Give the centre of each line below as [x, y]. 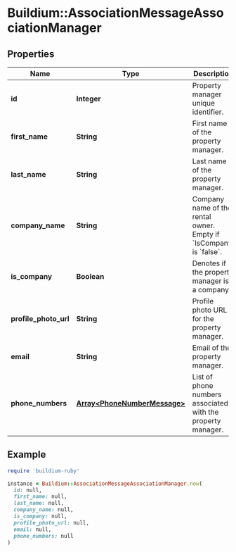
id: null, [28, 490]
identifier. [208, 112]
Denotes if [209, 263]
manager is [211, 281]
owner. [204, 225]
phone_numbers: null [44, 536]
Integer [88, 99]
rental [202, 217]
